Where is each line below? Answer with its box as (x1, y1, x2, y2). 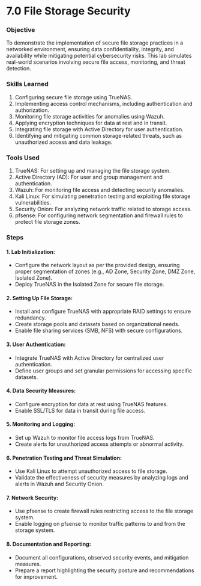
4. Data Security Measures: (6, 387, 76, 395)
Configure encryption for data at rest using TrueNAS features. (14, 400, 168, 407)
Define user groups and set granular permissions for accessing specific (14, 367, 193, 374)
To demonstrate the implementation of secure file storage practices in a (6, 39, 184, 46)
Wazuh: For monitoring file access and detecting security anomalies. (14, 187, 185, 194)
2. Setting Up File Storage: (6, 294, 73, 301)
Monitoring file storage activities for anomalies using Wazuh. (14, 113, 165, 120)
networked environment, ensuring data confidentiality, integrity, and (6, 46, 174, 53)
